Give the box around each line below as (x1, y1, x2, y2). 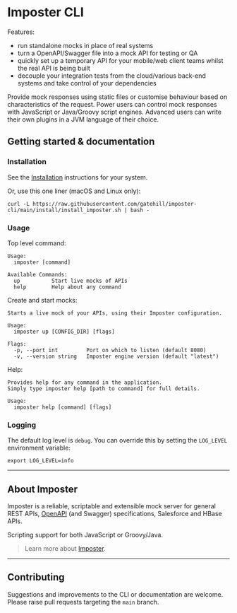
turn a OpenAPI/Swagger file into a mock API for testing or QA (17, 49, 198, 57)
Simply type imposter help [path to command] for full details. (7, 385, 200, 392)
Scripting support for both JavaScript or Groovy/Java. (7, 531, 164, 539)
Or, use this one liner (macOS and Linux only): (7, 187, 141, 195)
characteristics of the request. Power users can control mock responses (7, 100, 217, 108)
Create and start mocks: (7, 296, 78, 304)
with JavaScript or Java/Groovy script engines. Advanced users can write (7, 107, 222, 116)
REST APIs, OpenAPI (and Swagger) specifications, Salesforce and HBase (7, 510, 222, 518)
